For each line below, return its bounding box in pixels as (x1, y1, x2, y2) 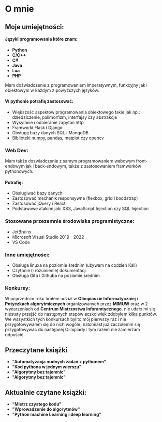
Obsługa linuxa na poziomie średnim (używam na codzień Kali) (12, 262, 137, 268)
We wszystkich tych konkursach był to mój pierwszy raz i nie (5, 316, 127, 322)
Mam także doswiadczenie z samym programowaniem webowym (5, 158, 135, 164)
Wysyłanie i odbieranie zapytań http (12, 119, 84, 125)
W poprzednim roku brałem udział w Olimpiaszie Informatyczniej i (5, 296, 138, 302)
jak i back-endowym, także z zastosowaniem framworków (26, 163, 142, 169)
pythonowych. (5, 168, 34, 174)
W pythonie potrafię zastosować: (5, 98, 74, 104)
